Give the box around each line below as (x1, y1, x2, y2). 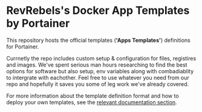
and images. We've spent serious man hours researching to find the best (6, 61, 187, 68)
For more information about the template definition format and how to (6, 92, 180, 99)
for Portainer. (6, 43, 39, 50)
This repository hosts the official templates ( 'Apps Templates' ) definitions (6, 36, 191, 44)
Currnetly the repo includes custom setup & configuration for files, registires (6, 54, 197, 62)
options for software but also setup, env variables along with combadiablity (6, 67, 194, 74)
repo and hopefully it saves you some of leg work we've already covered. (6, 80, 189, 88)
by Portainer (6, 16, 70, 30)
